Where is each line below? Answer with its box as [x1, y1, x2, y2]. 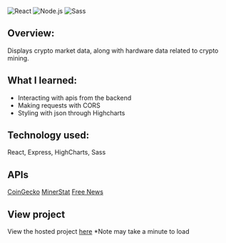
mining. [7, 53, 30, 62]
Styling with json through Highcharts [17, 108, 125, 117]
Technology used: [7, 129, 90, 142]
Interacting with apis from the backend [17, 93, 132, 102]
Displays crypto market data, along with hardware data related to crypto [7, 46, 219, 55]
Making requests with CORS [17, 100, 101, 110]
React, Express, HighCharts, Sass [7, 148, 106, 157]
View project [7, 208, 66, 220]
